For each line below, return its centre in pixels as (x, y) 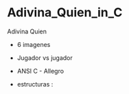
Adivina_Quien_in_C (65, 13)
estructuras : (35, 84)
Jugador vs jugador (45, 58)
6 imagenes (34, 44)
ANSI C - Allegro (40, 71)
